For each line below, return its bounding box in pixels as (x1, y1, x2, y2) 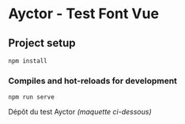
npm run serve (8, 93, 55, 101)
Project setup (8, 36, 77, 50)
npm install (8, 57, 47, 65)
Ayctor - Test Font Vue (8, 5, 160, 23)
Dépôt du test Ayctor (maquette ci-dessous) (8, 107, 152, 117)
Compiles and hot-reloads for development (8, 75, 178, 86)
